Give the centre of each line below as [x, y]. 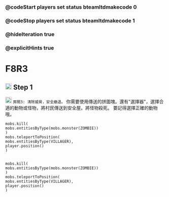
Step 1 [23, 87]
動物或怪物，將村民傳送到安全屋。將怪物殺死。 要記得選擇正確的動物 [86, 108]
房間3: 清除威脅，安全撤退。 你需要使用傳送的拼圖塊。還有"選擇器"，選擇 [86, 101]
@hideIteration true [30, 34]
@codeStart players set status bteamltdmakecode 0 [71, 7]
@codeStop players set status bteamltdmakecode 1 [70, 20]
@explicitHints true [30, 48]
